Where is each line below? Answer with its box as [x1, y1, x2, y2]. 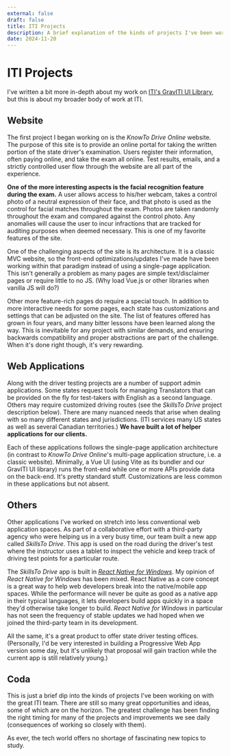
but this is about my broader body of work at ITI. [7, 95, 144, 104]
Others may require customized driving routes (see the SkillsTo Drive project [7, 401, 222, 409]
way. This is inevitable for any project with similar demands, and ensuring [7, 326, 214, 334]
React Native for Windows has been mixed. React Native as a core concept [7, 574, 219, 583]
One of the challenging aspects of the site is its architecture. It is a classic [7, 247, 215, 255]
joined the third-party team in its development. [7, 618, 138, 626]
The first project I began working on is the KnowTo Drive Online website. [7, 133, 212, 141]
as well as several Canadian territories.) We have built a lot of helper [7, 423, 201, 431]
